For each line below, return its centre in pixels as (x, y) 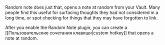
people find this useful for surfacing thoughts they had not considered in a (82, 12)
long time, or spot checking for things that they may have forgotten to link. (81, 18)
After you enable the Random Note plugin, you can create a (66, 27)
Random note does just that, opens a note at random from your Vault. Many (83, 7)
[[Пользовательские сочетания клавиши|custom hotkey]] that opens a (79, 33)
